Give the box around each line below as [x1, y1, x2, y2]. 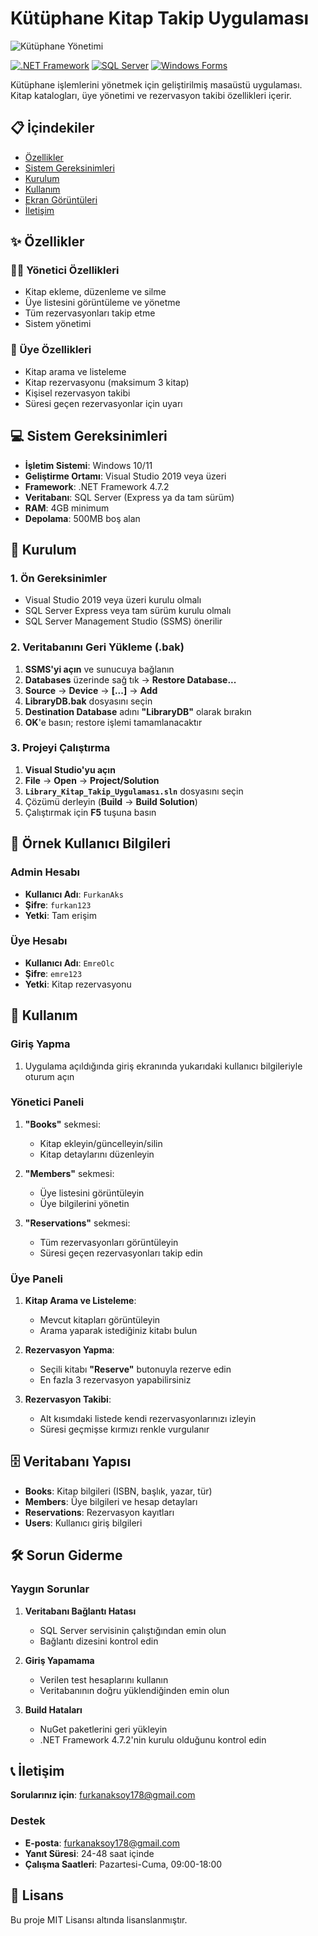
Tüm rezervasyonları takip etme [24, 307, 156, 319]
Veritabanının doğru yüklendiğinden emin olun [39, 1684, 230, 1696]
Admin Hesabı [10, 865, 80, 879]
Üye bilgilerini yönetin [39, 1197, 130, 1209]
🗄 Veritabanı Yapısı [10, 1453, 132, 1471]
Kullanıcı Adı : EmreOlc [24, 957, 115, 969]
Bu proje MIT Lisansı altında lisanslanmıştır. [10, 1913, 188, 1926]
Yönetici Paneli [10, 1095, 85, 1109]
